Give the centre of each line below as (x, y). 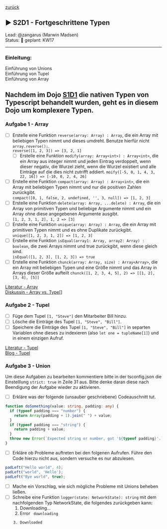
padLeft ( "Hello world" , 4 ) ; (34, 468)
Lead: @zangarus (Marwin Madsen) (42, 35)
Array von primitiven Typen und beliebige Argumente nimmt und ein (82, 209)
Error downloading (39, 513)
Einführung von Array (27, 79)
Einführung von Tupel (27, 74)
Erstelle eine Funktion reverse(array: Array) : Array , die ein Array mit (85, 135)
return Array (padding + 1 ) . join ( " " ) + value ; (63, 415)
